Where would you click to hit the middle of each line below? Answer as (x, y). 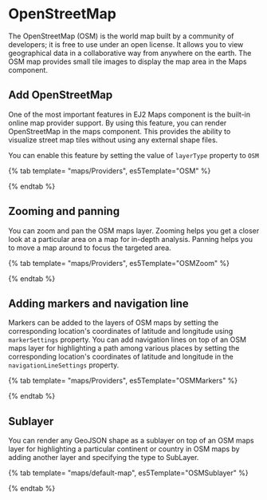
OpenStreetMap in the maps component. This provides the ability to (120, 131)
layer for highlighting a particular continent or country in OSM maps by (124, 449)
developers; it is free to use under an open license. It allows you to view (126, 44)
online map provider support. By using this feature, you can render (118, 123)
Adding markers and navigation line (98, 303)
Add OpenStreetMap (61, 95)
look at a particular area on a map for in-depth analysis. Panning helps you (131, 239)
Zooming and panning (64, 211)
